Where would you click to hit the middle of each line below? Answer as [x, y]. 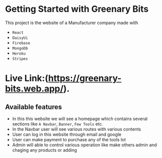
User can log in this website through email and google [67, 134]
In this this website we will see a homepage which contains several [80, 119]
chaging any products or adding [44, 150]
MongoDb [20, 48]
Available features [34, 107]
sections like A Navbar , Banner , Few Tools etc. [57, 124]
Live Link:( [27, 79]
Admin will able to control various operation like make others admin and [84, 145]
